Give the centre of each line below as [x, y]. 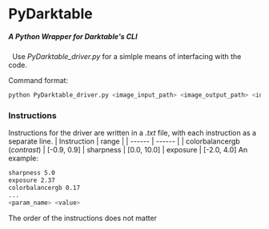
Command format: [38, 81]
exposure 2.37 [32, 180]
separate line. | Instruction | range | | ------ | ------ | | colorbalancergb [124, 141]
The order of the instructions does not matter [83, 218]
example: [23, 158]
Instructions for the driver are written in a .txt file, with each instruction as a [132, 133]
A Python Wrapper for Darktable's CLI [73, 36]
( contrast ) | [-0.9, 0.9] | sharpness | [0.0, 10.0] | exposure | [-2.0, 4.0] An [128, 150]
